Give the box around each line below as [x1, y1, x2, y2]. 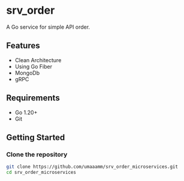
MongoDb [14, 69, 40, 76]
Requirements [6, 93, 60, 103]
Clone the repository [6, 150, 68, 158]
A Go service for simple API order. [6, 23, 91, 30]
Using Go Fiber [14, 63, 53, 70]
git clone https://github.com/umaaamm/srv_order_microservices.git [6, 164, 179, 170]
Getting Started [6, 132, 65, 142]
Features [6, 41, 40, 51]
